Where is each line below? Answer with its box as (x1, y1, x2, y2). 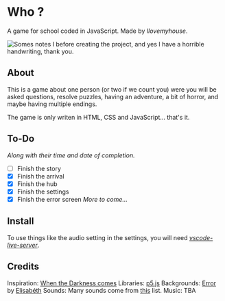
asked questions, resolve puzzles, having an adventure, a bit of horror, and (7, 92, 219, 101)
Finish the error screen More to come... (16, 195, 128, 203)
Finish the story (16, 164, 62, 172)
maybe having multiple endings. (7, 100, 97, 108)
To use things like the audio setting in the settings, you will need (7, 233, 188, 241)
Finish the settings (16, 187, 70, 196)
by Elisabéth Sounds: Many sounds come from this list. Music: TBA (7, 286, 196, 294)
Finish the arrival (16, 172, 64, 180)
